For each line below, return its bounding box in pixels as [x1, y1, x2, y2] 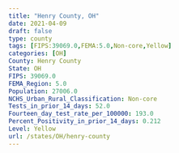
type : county [8, 34, 53, 43]
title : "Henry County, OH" [8, 11, 100, 20]
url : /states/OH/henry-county [8, 132, 111, 140]
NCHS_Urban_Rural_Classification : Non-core [8, 95, 158, 103]
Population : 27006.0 [8, 87, 79, 96]
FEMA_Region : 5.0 [8, 79, 67, 87]
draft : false [8, 27, 53, 35]
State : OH [8, 65, 42, 73]
